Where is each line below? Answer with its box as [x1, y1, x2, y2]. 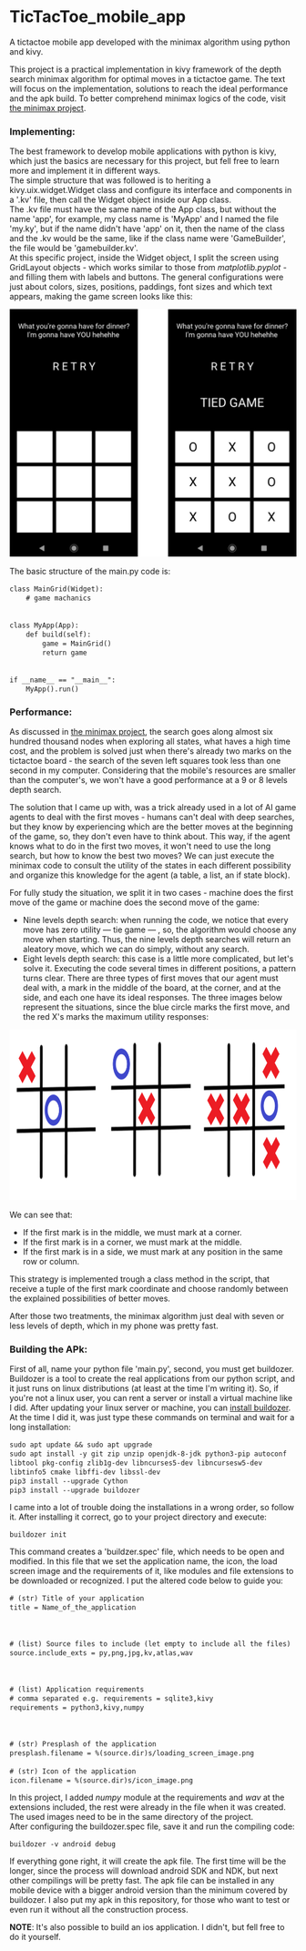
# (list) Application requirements [9, 1685, 145, 1694]
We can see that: [9, 1209, 73, 1221]
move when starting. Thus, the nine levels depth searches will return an [22, 934, 291, 945]
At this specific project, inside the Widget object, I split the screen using [9, 252, 280, 263]
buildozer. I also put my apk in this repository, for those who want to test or [9, 1895, 291, 1905]
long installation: [9, 1422, 71, 1433]
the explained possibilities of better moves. [9, 1293, 171, 1304]
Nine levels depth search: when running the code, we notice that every [22, 915, 289, 926]
